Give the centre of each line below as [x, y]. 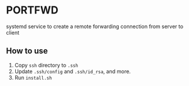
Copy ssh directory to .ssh [46, 65]
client [13, 32]
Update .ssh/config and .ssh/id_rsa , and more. [73, 71]
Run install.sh [33, 77]
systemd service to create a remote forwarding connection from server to [95, 26]
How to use [27, 51]
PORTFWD [32, 10]
